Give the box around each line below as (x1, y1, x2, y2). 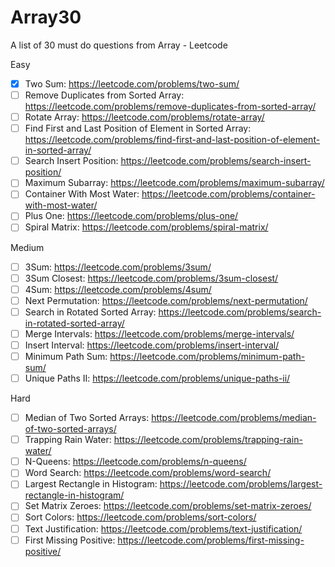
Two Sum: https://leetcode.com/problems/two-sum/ (24, 77, 240, 90)
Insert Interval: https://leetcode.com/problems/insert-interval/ (24, 339, 280, 351)
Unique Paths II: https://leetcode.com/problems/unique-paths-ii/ (24, 372, 291, 384)
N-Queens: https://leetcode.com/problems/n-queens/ (24, 456, 247, 468)
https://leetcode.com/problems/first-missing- (117, 534, 305, 546)
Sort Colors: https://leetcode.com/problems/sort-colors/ (24, 511, 257, 523)
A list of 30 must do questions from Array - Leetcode (10, 39, 228, 51)
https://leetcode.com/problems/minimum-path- (109, 350, 306, 362)
